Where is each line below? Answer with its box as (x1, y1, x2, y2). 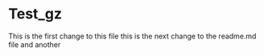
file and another (8, 39, 61, 49)
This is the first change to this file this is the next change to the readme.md (8, 31, 257, 41)
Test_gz (8, 5, 63, 23)
